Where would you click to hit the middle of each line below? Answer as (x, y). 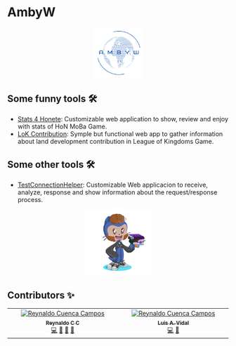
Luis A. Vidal (173, 323)
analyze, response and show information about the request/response (117, 192)
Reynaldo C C (63, 323)
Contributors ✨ (41, 295)
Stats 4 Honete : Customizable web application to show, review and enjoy (123, 119)
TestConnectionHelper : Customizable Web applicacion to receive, (113, 185)
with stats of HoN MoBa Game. (62, 126)
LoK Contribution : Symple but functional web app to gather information (120, 134)
